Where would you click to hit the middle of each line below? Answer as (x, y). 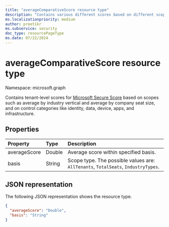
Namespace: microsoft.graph (35, 88)
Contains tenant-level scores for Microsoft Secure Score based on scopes (82, 97)
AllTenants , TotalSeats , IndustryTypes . (114, 166)
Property (19, 143)
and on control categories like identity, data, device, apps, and (70, 108)
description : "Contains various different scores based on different (80, 15)
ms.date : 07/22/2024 (27, 38)
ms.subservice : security (31, 29)
